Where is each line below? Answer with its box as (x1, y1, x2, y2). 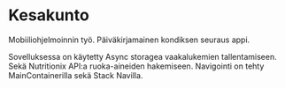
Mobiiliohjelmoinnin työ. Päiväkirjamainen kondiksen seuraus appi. (8, 34, 250, 45)
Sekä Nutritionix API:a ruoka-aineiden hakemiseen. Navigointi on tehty (8, 61, 265, 71)
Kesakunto (8, 5, 89, 26)
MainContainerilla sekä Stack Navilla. (8, 70, 143, 80)
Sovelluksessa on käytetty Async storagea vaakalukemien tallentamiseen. (8, 51, 277, 62)
